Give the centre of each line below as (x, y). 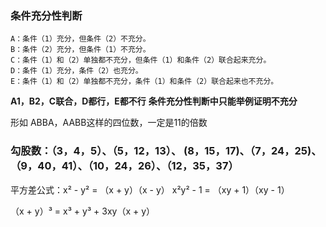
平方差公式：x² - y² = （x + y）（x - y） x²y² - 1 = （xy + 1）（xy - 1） (150, 189)
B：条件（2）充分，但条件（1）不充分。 (80, 50)
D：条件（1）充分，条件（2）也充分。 (76, 71)
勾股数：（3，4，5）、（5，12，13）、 (96, 151)
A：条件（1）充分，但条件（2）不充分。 (80, 39)
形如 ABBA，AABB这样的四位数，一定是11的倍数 (109, 123)
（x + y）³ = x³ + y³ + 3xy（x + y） (83, 211)
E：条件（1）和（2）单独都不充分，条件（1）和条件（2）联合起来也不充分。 (144, 82)
